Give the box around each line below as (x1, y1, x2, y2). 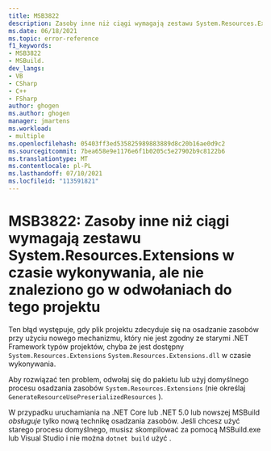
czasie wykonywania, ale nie (8, 263, 204, 282)
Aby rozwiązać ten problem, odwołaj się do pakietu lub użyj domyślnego (8, 374, 249, 384)
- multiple (8, 132, 45, 140)
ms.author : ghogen (8, 110, 70, 118)
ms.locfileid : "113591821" (8, 177, 99, 186)
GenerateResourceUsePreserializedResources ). (8, 391, 164, 401)
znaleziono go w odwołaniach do (8, 280, 232, 299)
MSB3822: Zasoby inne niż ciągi (8, 212, 230, 230)
